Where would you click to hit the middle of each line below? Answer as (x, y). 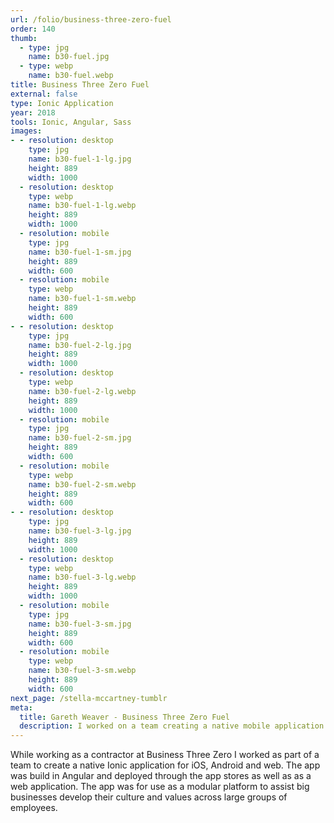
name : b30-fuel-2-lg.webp (82, 391)
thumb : (24, 38)
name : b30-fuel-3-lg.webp (82, 577)
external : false (44, 94)
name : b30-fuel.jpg (69, 57)
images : (26, 131)
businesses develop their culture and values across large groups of (149, 797)
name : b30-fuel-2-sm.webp (82, 484)
